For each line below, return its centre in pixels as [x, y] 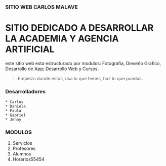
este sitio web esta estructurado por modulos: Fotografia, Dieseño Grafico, [83, 63]
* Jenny [13, 120]
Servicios [22, 143]
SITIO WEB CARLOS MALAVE [42, 7]
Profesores [24, 149]
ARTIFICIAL [30, 49]
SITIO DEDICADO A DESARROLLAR [79, 28]
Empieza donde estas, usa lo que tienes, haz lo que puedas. [80, 78]
